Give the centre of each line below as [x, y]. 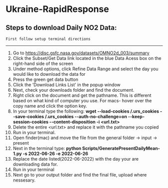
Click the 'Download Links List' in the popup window [67, 85]
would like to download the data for [49, 74]
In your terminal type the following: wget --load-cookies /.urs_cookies [86, 111]
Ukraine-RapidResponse [57, 9]
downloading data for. [35, 164]
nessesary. [24, 180]
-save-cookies [28, 116]
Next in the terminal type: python [47, 148]
